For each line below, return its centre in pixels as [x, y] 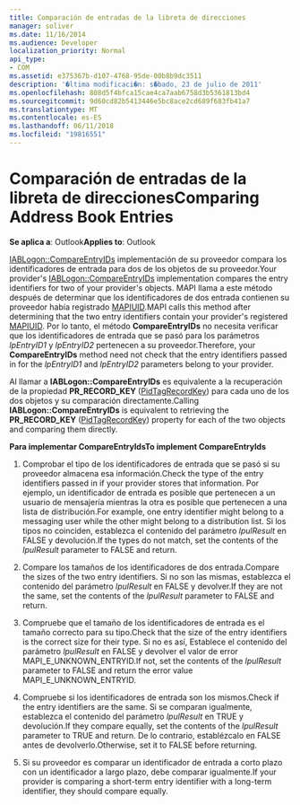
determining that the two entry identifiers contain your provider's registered [149, 316]
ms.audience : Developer [54, 43]
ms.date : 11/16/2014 [48, 34]
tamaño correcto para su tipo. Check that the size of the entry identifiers [154, 632]
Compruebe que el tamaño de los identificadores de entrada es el [143, 622]
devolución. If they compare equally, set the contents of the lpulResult [150, 726]
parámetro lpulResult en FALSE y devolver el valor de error [130, 651]
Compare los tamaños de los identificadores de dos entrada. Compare [150, 567]
